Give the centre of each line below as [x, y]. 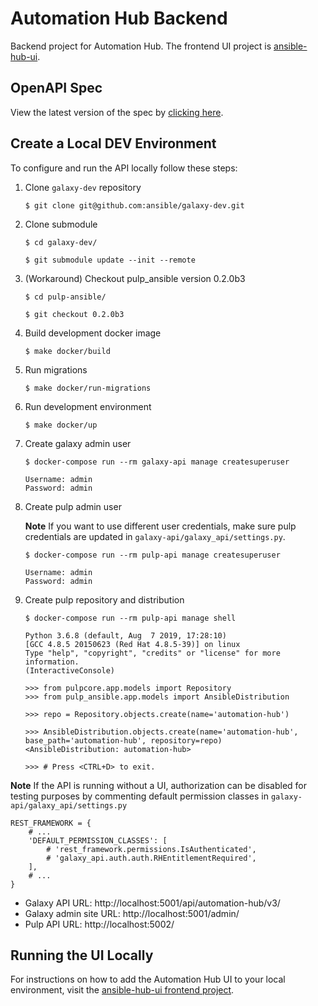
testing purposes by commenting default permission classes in [139, 796]
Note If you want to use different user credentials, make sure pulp [160, 526]
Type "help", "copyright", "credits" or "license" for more [152, 653]
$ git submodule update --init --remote [110, 260]
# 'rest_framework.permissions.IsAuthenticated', [151, 849]
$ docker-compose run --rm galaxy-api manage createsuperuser [157, 462]
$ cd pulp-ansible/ [65, 297]
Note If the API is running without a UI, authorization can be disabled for [159, 785]
